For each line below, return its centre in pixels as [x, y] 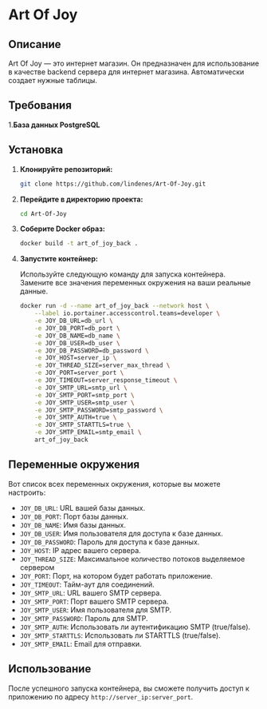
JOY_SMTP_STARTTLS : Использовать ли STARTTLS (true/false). [120, 635]
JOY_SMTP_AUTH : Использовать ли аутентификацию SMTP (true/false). [135, 627]
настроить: [27, 492]
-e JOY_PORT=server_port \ [79, 373]
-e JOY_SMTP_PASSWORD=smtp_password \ [99, 410]
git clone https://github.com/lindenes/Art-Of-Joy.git [113, 184]
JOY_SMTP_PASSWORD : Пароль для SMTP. [84, 618]
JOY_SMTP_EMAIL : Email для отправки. [80, 643]
